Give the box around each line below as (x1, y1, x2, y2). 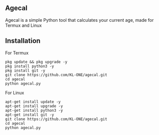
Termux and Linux (5, 22, 42, 28)
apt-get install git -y (5, 112, 54, 117)
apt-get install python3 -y (5, 108, 63, 113)
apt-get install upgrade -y (5, 103, 63, 108)
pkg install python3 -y (5, 64, 54, 69)
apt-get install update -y (5, 99, 61, 104)
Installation (5, 37, 41, 45)
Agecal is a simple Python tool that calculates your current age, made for (5, 17, 154, 23)
